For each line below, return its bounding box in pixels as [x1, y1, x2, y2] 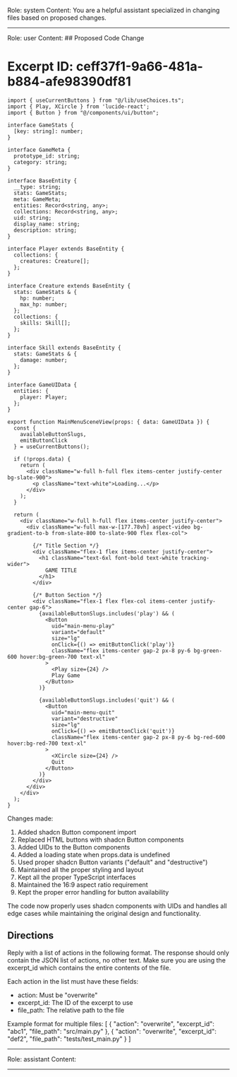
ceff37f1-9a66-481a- [76, 59, 203, 75]
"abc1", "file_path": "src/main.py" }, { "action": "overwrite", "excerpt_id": [7, 1027, 217, 1035]
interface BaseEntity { [7, 177, 78, 184]
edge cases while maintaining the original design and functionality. [7, 909, 201, 917]
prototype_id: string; [13, 152, 80, 160]
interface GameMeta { [7, 146, 71, 153]
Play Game [51, 671, 80, 679]
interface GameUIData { [7, 381, 78, 388]
